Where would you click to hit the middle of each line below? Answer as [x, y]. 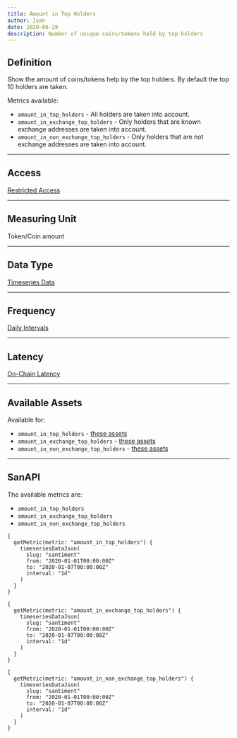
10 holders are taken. [38, 87]
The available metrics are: [45, 494]
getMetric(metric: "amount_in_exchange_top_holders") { [97, 610]
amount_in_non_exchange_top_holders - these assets [93, 448]
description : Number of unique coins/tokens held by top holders [105, 34]
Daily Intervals [28, 328]
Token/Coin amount [36, 236]
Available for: [26, 420]
